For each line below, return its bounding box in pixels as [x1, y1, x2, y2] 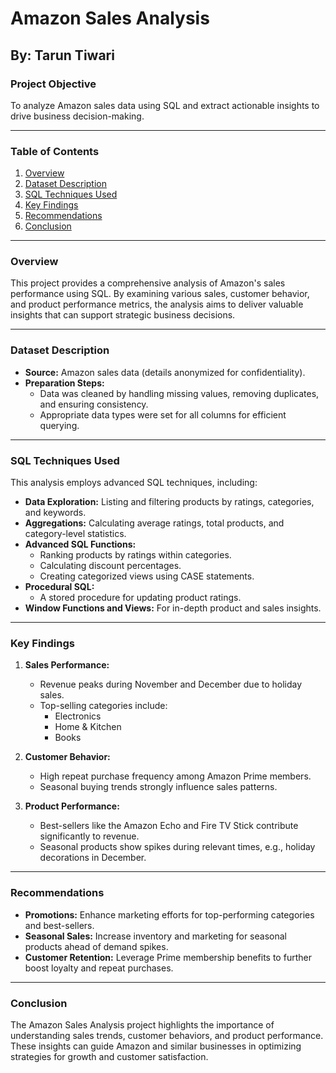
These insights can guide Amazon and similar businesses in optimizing [10, 1040, 302, 1052]
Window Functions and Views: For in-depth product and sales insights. [24, 602, 322, 614]
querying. [39, 419, 80, 431]
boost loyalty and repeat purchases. [24, 962, 174, 974]
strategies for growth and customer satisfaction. [10, 1050, 209, 1062]
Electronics [54, 710, 102, 722]
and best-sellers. [24, 919, 95, 931]
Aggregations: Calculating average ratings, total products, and [24, 517, 285, 529]
